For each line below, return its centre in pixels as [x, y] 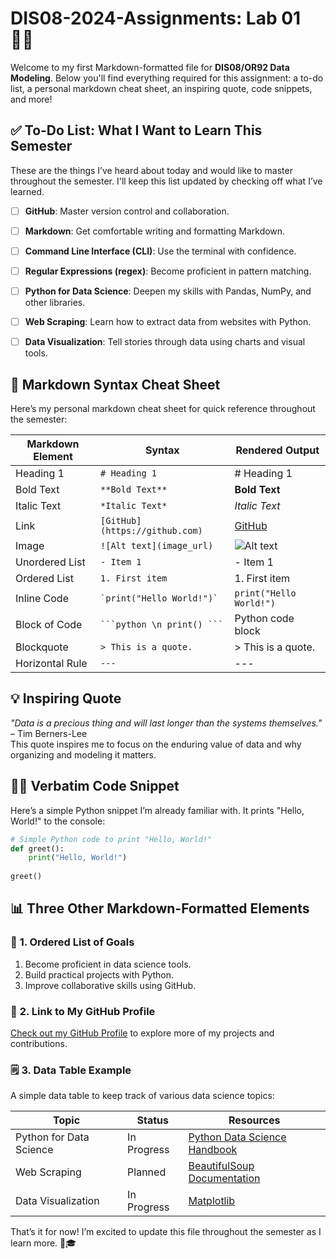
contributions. [39, 1043]
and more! [31, 99]
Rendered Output [277, 450]
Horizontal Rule [51, 663]
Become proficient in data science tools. [108, 964]
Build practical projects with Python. [99, 974]
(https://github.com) [151, 530]
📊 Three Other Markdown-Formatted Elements [160, 908]
